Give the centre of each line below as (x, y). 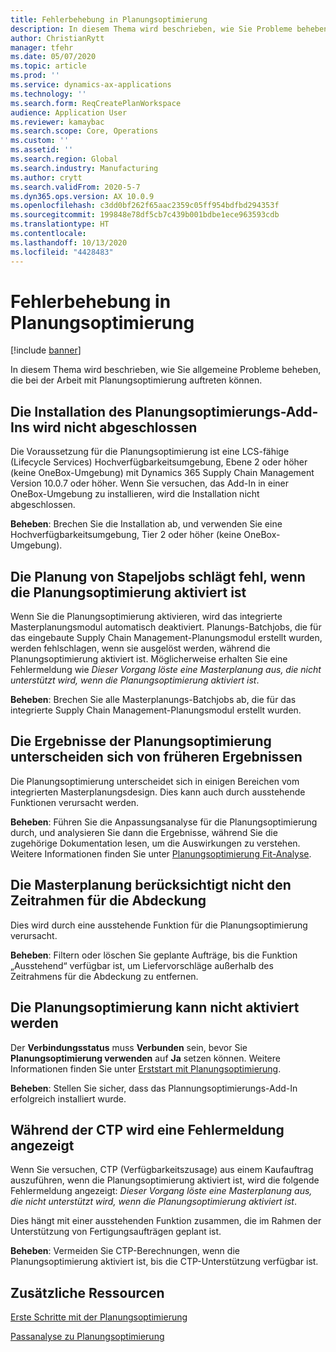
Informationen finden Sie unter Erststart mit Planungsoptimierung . (146, 1068)
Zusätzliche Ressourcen (87, 1292)
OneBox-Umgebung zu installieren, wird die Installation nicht (135, 494)
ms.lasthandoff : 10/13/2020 (69, 242)
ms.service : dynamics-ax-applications (91, 85)
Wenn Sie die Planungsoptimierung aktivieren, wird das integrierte (146, 617)
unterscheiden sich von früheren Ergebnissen (156, 757)
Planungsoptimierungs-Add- (226, 411)
